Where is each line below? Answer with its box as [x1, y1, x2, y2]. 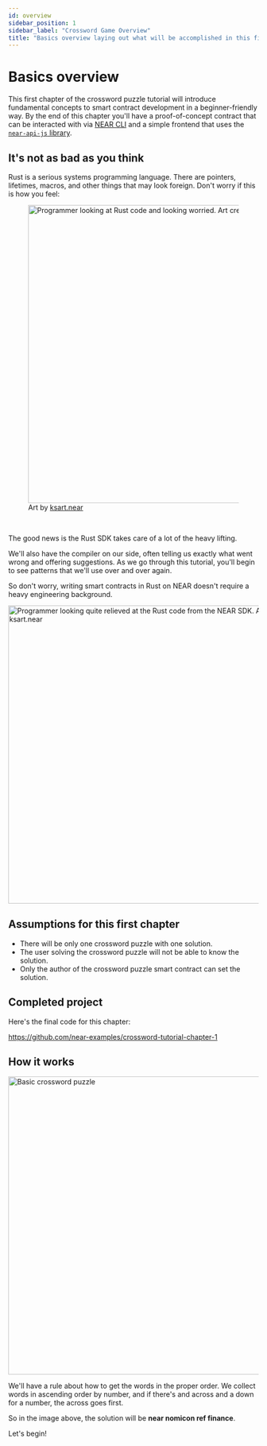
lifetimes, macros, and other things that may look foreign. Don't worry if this [8, 180, 256, 190]
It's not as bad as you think [8, 151, 145, 165]
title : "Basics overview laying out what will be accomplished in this [8, 33, 250, 42]
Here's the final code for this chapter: [8, 1017, 131, 1026]
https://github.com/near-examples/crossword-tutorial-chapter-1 [8, 1032, 218, 1041]
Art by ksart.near [28, 502, 83, 512]
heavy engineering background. [8, 590, 113, 599]
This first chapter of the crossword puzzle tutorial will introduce [8, 95, 216, 104]
